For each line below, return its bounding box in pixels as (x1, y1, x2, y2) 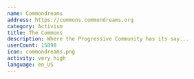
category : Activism (7, 23, 63, 30)
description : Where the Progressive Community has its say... (7, 36, 189, 43)
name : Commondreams (7, 10, 63, 17)
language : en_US (7, 61, 54, 68)
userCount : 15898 (7, 42, 57, 49)
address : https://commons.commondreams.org (7, 16, 134, 23)
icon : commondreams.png (7, 49, 76, 56)
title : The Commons (7, 29, 63, 36)
